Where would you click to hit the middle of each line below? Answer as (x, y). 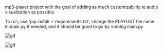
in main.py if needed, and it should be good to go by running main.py (74, 26)
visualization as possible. (30, 12)
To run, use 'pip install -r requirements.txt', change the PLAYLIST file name (80, 21)
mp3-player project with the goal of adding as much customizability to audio (81, 7)
